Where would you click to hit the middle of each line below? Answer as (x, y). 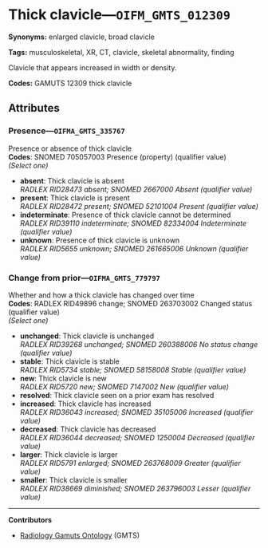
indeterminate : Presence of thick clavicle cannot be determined (125, 215)
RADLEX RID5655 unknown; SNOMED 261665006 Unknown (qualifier (134, 248)
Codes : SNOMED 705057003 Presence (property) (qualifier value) (118, 156)
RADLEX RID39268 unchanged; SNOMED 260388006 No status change (139, 344)
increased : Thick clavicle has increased (85, 404)
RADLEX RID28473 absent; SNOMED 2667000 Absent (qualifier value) (136, 189)
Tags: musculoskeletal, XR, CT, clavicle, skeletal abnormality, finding (121, 52)
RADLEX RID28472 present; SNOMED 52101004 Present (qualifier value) (139, 206)
